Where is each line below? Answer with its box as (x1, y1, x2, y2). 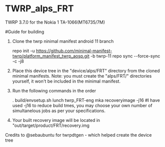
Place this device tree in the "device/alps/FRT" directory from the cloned (12, 67, 160, 74)
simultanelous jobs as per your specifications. (12, 108, 106, 114)
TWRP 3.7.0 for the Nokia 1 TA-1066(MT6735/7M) (5, 19, 105, 25)
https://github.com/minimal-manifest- (36, 48, 112, 54)
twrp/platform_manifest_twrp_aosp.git (12, 53, 90, 59)
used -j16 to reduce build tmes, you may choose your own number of (12, 102, 153, 108)
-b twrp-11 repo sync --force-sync (90, 53, 161, 59)
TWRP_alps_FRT (5, 3, 74, 14)
